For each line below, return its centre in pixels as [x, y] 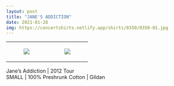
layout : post [22, 11]
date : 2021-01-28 [27, 22]
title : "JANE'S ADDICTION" [39, 17]
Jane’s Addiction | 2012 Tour [40, 71]
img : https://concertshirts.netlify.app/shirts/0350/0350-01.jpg [87, 28]
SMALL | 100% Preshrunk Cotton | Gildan [55, 77]
